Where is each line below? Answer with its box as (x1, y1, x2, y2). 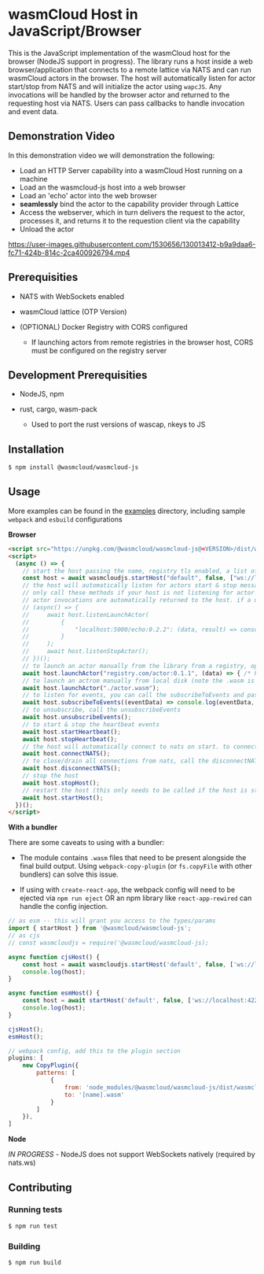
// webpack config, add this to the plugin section (8, 1047, 181, 1055)
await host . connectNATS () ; (22, 750, 111, 758)
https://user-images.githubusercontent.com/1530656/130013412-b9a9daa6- (8, 239, 256, 249)
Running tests (8, 1204, 63, 1215)
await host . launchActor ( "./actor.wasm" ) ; (22, 684, 159, 692)
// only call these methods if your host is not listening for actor (22, 589, 255, 597)
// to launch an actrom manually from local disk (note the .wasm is (22, 677, 255, 685)
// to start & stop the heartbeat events (22, 720, 159, 729)
